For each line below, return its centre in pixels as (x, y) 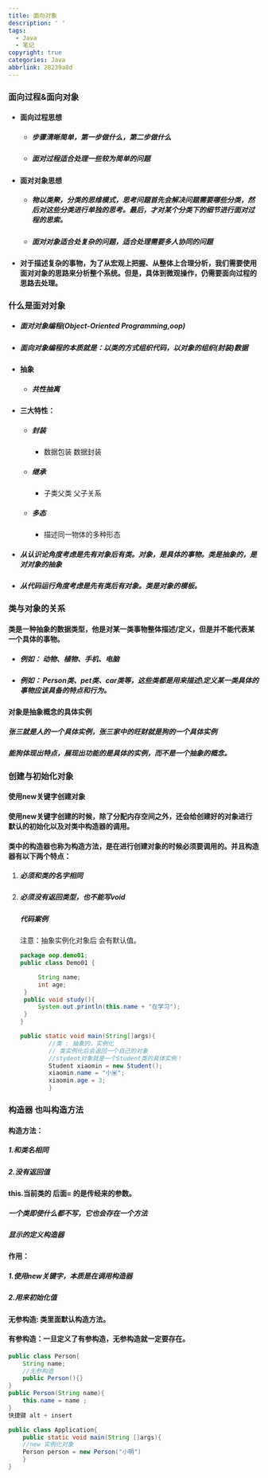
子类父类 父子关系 (72, 493)
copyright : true (35, 53)
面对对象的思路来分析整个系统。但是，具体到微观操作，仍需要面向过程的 (138, 272)
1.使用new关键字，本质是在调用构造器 (70, 1276)
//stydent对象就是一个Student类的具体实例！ (116, 1058)
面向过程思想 (41, 117)
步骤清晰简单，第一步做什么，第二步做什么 (101, 137)
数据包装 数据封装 (72, 452)
